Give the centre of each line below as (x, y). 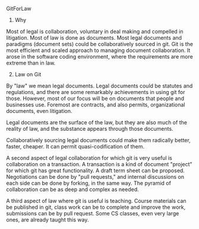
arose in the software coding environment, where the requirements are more (99, 57)
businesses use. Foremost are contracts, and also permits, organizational (96, 105)
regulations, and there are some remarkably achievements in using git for (96, 92)
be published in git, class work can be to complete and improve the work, (96, 207)
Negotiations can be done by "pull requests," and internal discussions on (95, 177)
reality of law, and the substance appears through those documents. (90, 129)
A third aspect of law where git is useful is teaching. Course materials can (96, 201)
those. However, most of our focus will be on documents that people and (95, 98)
